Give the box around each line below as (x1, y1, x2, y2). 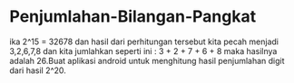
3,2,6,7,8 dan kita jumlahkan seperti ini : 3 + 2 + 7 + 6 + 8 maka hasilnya (9, 45, 278, 56)
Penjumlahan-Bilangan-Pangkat (9, 6, 257, 27)
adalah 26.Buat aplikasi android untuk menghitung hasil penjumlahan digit (9, 55, 285, 66)
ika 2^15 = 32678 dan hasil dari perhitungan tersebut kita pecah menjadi (9, 36, 279, 47)
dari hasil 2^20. (9, 65, 66, 76)
